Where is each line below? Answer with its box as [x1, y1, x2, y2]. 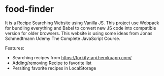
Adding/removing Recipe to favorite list [12, 60, 92, 66]
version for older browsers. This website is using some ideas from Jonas [5, 30, 153, 36]
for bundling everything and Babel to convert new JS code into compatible [5, 25, 156, 31]
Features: [5, 45, 25, 51]
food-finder [5, 3, 54, 15]
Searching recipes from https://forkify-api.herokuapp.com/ [12, 54, 132, 60]
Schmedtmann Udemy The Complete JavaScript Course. [5, 36, 121, 41]
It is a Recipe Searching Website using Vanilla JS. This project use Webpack [5, 20, 159, 26]
